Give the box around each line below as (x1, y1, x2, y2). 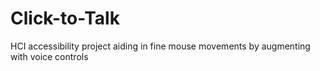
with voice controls (10, 50, 89, 62)
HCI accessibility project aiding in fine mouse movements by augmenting (10, 40, 311, 52)
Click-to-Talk (10, 7, 120, 30)
